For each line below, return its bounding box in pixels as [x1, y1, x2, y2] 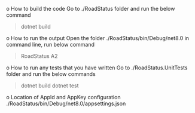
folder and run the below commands [6, 71, 96, 77]
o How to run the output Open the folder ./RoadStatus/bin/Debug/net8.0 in [6, 35, 190, 41]
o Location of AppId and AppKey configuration [6, 94, 121, 100]
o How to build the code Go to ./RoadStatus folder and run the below [6, 5, 175, 12]
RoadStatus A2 [20, 53, 58, 59]
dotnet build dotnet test [20, 82, 79, 89]
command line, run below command [6, 41, 95, 48]
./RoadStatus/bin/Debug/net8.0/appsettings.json [6, 100, 126, 107]
